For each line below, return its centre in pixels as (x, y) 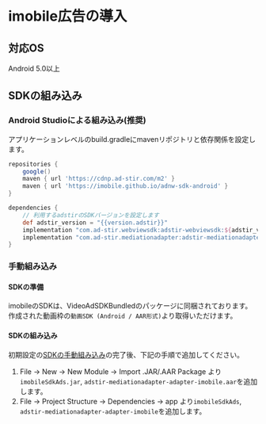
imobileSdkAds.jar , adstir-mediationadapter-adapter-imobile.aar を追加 (139, 381)
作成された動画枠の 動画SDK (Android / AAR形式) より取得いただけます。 (123, 316)
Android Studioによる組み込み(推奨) (77, 120)
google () (37, 171)
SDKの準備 (26, 287)
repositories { (33, 164)
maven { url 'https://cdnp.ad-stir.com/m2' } (99, 179)
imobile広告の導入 (68, 16)
